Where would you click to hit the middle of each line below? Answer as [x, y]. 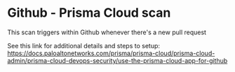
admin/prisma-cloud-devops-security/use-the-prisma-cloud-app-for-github [117, 60]
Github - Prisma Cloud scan [89, 13]
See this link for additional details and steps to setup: [83, 45]
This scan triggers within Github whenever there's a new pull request [107, 32]
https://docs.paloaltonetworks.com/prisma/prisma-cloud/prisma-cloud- [111, 53]
